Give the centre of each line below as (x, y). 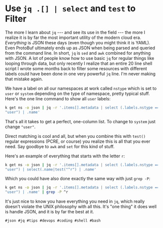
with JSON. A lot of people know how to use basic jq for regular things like (80, 58)
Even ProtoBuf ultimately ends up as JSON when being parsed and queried (80, 48)
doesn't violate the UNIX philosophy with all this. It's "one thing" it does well (81, 207)
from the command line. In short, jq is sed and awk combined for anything (78, 53)
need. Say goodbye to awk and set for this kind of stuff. (60, 146)
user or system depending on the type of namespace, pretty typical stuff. (78, 94)
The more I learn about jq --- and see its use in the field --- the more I (75, 32)
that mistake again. (24, 79)
